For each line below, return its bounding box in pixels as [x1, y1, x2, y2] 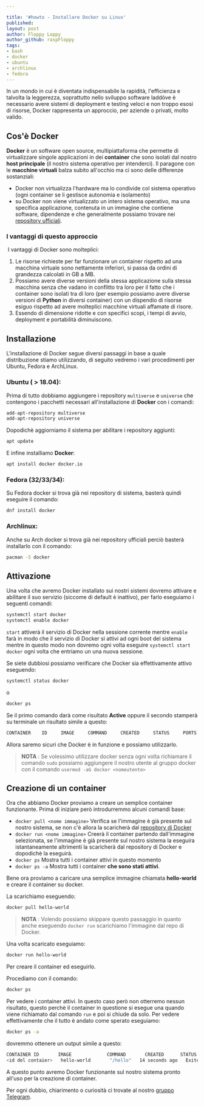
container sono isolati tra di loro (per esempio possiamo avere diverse [15, 290, 190, 297]
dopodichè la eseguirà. [15, 850, 73, 857]
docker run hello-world [6, 952, 67, 958]
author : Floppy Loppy [6, 31, 61, 37]
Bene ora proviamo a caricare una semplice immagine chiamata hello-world [6, 874, 197, 882]
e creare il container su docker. [6, 881, 84, 888]
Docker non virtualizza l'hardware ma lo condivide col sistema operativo [15, 185, 196, 192]
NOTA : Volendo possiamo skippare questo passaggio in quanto [21, 916, 182, 923]
